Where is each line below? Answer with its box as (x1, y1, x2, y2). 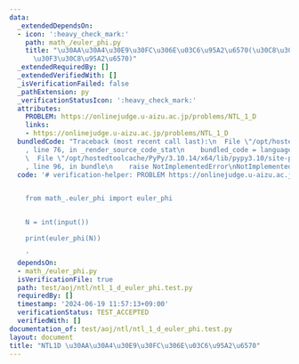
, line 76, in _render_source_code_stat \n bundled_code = (25, 145, 256, 154)
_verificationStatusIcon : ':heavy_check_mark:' (17, 95, 198, 105)
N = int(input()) (25, 218, 90, 227)
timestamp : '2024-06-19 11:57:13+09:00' (17, 300, 169, 309)
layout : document (9, 333, 74, 342)
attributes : (17, 104, 62, 113)
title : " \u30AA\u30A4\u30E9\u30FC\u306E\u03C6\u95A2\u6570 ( (25, 46, 253, 55)
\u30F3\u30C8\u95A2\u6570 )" (32, 54, 138, 63)
